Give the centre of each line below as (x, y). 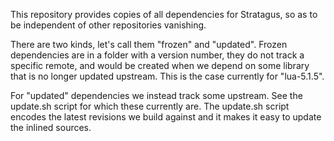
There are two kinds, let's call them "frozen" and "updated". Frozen (149, 44)
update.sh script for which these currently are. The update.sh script (150, 106)
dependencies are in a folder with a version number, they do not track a (157, 55)
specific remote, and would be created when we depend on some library (160, 65)
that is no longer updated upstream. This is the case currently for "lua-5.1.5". (167, 76)
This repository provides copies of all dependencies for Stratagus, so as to (164, 14)
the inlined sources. (51, 127)
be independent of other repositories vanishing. (108, 25)
